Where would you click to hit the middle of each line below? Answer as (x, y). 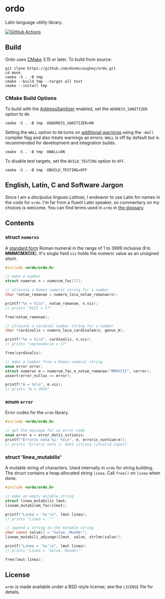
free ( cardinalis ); (24, 353)
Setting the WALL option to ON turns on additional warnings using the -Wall (80, 132)
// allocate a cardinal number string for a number (59, 326)
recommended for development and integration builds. (61, 143)
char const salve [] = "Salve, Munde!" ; (46, 533)
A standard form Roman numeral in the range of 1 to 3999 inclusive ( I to (78, 248)
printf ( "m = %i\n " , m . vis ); (34, 385)
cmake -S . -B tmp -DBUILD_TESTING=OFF (46, 170)
